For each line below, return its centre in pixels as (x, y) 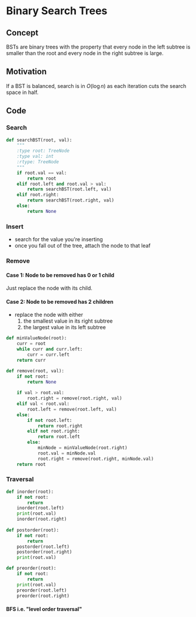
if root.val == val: (42, 173)
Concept (22, 33)
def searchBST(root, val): (39, 140)
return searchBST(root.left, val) (69, 189)
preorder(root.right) (43, 596)
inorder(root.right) (42, 519)
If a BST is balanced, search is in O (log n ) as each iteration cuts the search (96, 86)
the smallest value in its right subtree (68, 321)
